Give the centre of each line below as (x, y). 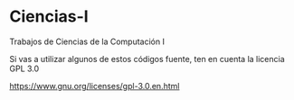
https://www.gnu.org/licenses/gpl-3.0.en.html (95, 86)
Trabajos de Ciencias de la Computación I (87, 41)
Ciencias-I (49, 17)
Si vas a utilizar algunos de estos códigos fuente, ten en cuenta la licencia (147, 59)
